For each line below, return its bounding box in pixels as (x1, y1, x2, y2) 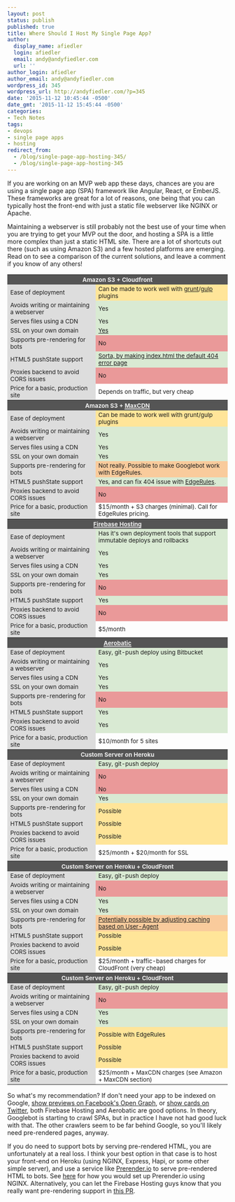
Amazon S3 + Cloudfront (82, 276, 153, 284)
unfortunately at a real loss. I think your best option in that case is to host (7, 1150, 218, 1158)
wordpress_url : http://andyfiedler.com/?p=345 (7, 88, 145, 95)
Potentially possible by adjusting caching (98, 915, 211, 924)
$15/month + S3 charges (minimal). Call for (98, 503, 218, 511)
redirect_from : (7, 147, 52, 154)
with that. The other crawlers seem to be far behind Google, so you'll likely (7, 1121, 222, 1130)
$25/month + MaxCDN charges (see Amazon (98, 1068, 222, 1077)
